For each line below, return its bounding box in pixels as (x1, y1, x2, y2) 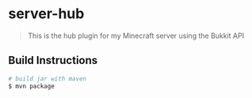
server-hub (8, 5, 85, 23)
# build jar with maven (8, 74, 87, 83)
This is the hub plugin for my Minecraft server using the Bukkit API (27, 31, 244, 40)
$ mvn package (8, 82, 55, 90)
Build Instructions (8, 54, 98, 67)
